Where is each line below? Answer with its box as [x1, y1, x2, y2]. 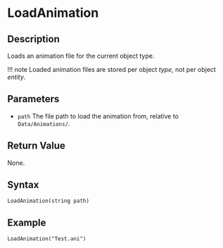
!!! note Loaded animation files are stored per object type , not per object [7, 66, 216, 73]
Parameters [7, 93, 60, 105]
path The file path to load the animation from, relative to [17, 111, 179, 120]
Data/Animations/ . [17, 119, 70, 128]
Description [7, 33, 60, 45]
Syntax [7, 179, 39, 191]
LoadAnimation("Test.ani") [7, 235, 87, 242]
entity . [7, 73, 26, 81]
